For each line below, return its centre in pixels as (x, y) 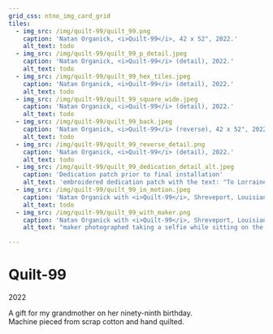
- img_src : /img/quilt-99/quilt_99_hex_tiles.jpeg (103, 76)
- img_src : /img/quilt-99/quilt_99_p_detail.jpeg (101, 54)
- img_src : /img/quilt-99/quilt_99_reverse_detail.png (110, 144)
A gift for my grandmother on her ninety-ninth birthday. (100, 313)
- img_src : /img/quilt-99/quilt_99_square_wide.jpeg (107, 99)
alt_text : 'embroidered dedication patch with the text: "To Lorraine (145, 182)
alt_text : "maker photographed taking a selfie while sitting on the (143, 228)
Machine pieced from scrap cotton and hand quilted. (96, 322)
